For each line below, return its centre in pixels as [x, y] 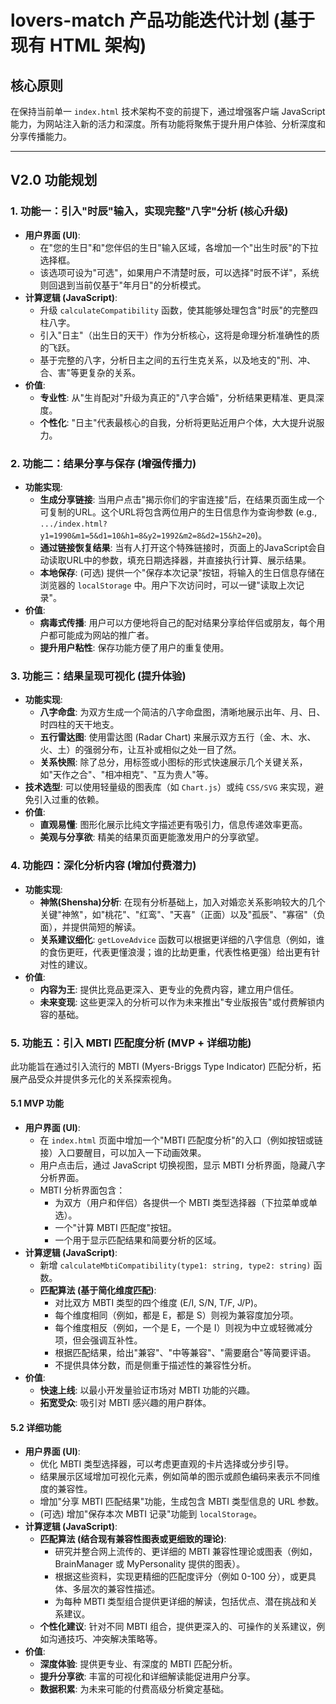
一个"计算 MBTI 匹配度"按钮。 [116, 1228]
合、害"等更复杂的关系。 [90, 372]
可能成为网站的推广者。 [106, 635]
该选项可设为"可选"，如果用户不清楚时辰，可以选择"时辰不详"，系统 [179, 272]
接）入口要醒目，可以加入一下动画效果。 [123, 1153]
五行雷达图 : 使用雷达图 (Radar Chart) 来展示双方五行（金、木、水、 [178, 737]
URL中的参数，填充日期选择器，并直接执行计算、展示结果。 [189, 560]
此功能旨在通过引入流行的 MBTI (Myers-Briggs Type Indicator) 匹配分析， [161, 1066]
